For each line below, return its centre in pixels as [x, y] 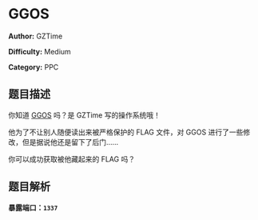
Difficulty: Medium [40, 51]
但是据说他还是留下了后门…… [70, 142]
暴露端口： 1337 [33, 207]
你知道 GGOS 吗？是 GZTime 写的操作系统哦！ [85, 115]
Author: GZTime [36, 36]
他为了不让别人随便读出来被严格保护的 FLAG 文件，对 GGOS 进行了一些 [126, 132]
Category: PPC [34, 67]
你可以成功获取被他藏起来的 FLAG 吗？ [72, 159]
